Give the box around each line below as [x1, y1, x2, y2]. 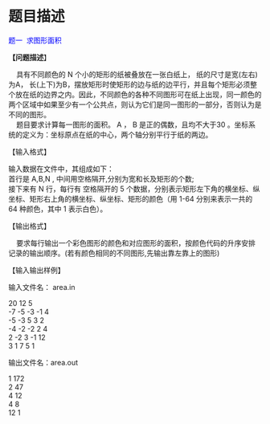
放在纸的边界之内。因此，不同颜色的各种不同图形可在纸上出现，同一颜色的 [14, 89, 262, 99]
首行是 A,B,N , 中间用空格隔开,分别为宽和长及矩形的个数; [8, 173, 194, 183]
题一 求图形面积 [8, 35, 62, 45]
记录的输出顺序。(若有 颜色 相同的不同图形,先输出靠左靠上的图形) [8, 248, 220, 258]
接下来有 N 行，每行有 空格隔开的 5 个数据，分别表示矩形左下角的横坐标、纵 [8, 184, 260, 194]
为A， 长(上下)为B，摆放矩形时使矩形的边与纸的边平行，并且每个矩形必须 [8, 79, 251, 89]
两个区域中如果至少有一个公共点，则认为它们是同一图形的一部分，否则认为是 [8, 100, 262, 109]
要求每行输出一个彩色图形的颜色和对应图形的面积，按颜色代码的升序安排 [15, 238, 256, 247]
